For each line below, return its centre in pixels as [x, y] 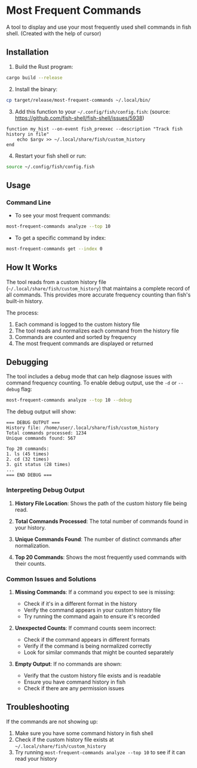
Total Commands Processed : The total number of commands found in [101, 521]
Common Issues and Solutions [51, 579]
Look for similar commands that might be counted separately [99, 652]
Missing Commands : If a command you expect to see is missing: [95, 592]
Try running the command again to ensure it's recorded [92, 616]
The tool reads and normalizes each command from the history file [97, 331]
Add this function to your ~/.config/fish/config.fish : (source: [93, 111]
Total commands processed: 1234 [46, 433]
